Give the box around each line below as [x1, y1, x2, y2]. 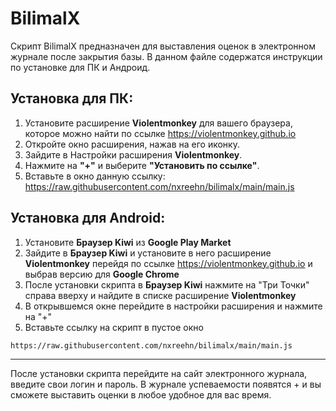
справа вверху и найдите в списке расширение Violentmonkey [24, 289, 297, 301]
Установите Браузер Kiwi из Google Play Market [24, 236, 232, 248]
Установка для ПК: [10, 90, 134, 107]
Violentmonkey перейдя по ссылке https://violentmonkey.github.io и [24, 257, 313, 269]
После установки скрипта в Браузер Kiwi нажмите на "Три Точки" [24, 278, 310, 291]
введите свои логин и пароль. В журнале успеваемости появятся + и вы [10, 378, 322, 390]
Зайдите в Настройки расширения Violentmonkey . [24, 148, 243, 161]
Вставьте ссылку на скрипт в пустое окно [24, 321, 204, 333]
